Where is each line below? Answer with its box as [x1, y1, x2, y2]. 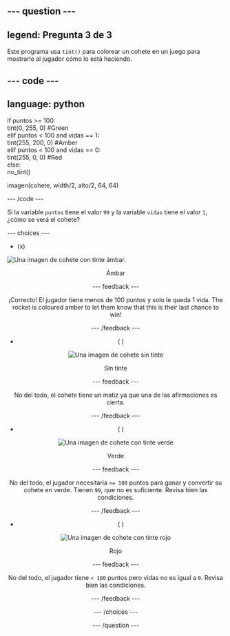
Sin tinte [104, 364, 127, 373]
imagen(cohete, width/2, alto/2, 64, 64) [7, 181, 119, 189]
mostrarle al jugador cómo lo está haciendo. [7, 55, 132, 63]
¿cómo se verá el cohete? [7, 216, 81, 224]
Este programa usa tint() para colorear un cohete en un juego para [7, 48, 200, 56]
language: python [7, 98, 85, 110]
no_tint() [7, 168, 31, 176]
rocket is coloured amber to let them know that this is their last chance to [12, 303, 219, 312]
